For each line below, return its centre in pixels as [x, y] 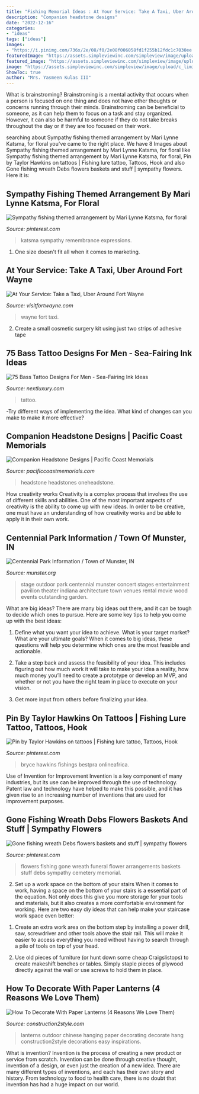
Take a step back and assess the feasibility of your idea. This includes [100, 663]
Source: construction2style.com [45, 1024]
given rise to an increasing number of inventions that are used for [86, 795]
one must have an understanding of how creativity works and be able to [94, 513]
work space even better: [44, 915]
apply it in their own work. [38, 519]
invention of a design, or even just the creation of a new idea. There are [93, 1065]
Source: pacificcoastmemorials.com [50, 471]
